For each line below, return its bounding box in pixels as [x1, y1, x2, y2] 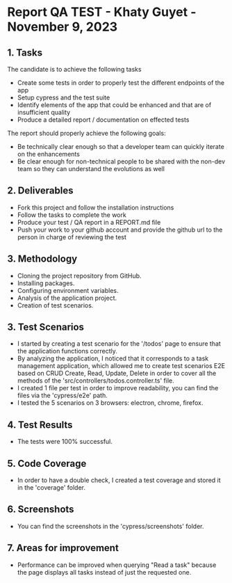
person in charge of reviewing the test [17, 232, 127, 241]
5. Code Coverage [7, 457, 87, 470]
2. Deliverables [7, 185, 74, 197]
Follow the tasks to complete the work [17, 210, 126, 219]
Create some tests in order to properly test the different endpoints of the [17, 79, 224, 87]
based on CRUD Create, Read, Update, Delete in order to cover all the [17, 369, 217, 378]
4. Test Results [7, 419, 73, 431]
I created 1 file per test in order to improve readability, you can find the [17, 384, 219, 392]
